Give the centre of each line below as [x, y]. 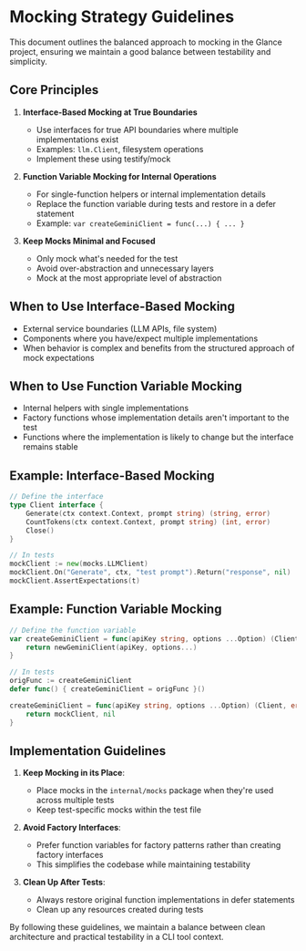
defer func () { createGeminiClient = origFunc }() [107, 689]
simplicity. [28, 61]
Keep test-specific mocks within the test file [119, 810]
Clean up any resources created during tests [120, 910]
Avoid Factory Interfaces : [71, 828]
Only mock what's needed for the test [107, 258]
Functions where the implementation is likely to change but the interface [158, 437]
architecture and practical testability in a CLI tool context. [117, 937]
